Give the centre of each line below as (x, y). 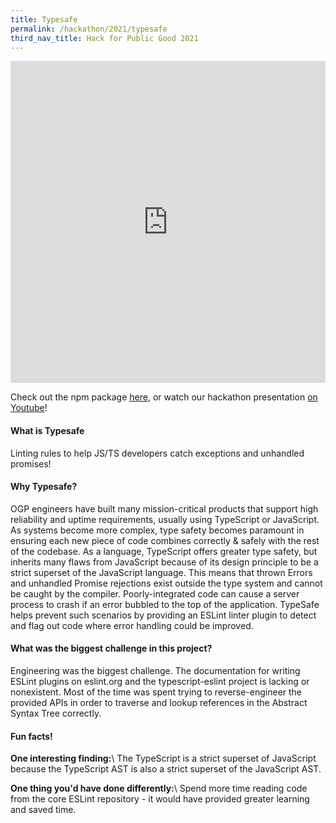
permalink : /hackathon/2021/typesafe (89, 29)
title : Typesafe (44, 19)
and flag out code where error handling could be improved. (132, 625)
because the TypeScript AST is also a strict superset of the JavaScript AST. (166, 769)
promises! (31, 463)
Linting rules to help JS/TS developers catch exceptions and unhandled (157, 453)
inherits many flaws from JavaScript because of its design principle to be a (164, 562)
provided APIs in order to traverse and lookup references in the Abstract (159, 702)
